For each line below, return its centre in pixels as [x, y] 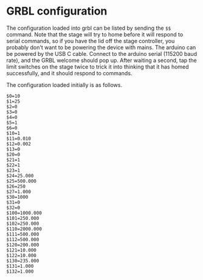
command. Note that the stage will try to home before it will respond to [95, 34]
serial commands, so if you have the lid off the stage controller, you [91, 41]
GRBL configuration [57, 11]
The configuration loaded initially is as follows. [64, 85]
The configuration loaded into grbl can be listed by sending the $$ [89, 28]
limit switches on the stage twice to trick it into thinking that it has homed [98, 67]
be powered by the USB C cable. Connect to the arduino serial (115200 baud [102, 53]
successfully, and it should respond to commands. [69, 73]
